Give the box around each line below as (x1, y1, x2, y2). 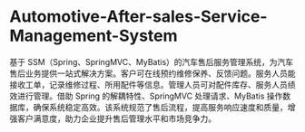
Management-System (9, 25, 179, 46)
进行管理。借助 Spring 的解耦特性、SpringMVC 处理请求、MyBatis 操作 (16, 90, 283, 101)
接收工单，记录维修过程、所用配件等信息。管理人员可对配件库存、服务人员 (9, 79, 288, 90)
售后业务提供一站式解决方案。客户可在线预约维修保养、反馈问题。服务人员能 (9, 68, 296, 79)
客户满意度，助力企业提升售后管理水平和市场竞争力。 (16, 113, 216, 124)
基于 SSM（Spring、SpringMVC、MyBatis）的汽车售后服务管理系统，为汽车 (9, 56, 294, 67)
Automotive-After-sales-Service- (9, 6, 268, 27)
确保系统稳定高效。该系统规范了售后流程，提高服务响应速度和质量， (33, 101, 288, 112)
